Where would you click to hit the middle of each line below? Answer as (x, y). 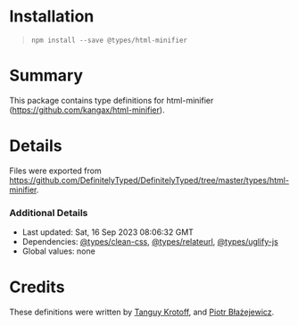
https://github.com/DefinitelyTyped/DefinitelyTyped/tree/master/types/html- (149, 180)
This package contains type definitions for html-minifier (112, 100)
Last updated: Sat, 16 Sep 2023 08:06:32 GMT (108, 232)
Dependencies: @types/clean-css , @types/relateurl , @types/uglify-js (150, 242)
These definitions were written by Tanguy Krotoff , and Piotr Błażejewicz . (142, 312)
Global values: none (58, 251)
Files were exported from (55, 171)
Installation (52, 17)
